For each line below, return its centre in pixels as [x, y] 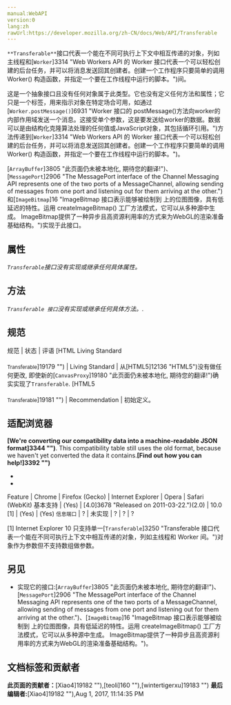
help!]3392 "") [29, 462]
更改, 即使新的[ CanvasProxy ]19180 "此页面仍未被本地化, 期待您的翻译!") [113, 375]
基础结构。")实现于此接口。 [46, 226]
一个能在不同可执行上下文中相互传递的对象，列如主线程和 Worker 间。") [115, 537]
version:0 [21, 20]
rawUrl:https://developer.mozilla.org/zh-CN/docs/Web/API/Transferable [112, 33]
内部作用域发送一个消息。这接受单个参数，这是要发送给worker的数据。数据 [114, 120]
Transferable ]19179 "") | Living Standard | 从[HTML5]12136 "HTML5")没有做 [111, 366]
